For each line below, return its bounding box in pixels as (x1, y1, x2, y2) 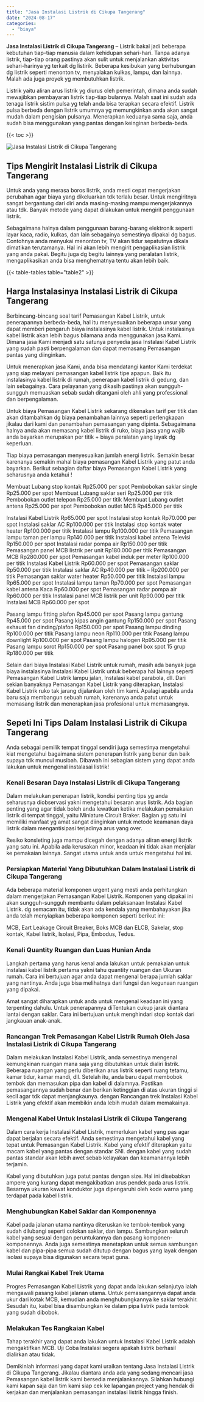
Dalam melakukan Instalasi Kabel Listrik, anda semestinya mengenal (6, 1053, 178, 1061)
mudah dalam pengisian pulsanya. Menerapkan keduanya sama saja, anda (6, 113, 193, 120)
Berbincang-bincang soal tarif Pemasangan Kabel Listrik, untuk (6, 312, 166, 319)
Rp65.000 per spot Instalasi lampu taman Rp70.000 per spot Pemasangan (6, 579, 192, 586)
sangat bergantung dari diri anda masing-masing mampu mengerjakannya (6, 200, 192, 207)
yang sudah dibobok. (6, 1309, 60, 1316)
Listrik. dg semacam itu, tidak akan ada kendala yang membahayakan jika (6, 905, 191, 913)
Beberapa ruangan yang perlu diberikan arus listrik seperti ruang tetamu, (6, 1067, 189, 1074)
